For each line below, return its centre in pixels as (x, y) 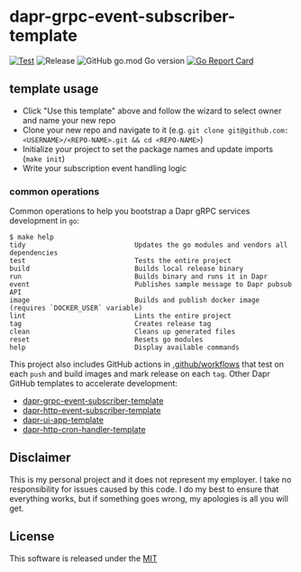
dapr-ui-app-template (63, 420)
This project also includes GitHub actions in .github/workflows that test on (146, 364)
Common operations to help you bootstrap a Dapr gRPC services (130, 211)
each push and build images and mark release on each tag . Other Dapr (140, 374)
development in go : (44, 221)
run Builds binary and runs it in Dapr (139, 277)
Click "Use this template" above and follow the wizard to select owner (152, 111)
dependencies (34, 253)
